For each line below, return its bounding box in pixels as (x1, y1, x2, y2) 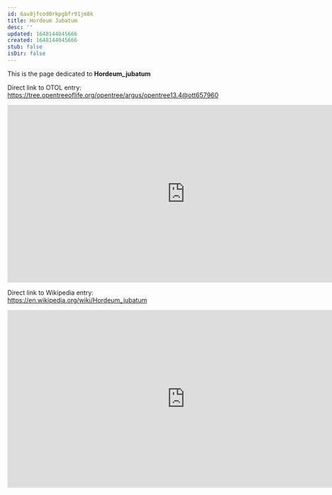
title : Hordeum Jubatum (7, 17, 78, 24)
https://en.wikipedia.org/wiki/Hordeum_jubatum (7, 295, 148, 304)
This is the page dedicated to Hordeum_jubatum (7, 69, 151, 78)
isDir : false (7, 50, 46, 58)
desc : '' (7, 23, 33, 31)
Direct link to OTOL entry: (7, 83, 82, 92)
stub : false (7, 43, 43, 50)
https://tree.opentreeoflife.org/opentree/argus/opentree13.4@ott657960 (7, 90, 218, 99)
